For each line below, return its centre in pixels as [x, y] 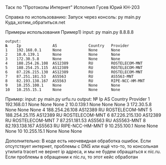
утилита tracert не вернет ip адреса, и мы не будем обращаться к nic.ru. [83, 151]
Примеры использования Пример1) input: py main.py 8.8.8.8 [70, 32]
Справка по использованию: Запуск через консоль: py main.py [73, 17]
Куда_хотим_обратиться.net [35, 22]
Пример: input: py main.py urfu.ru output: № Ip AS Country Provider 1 [77, 99]
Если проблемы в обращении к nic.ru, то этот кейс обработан [72, 157]
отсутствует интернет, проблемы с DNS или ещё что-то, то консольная [82, 146]
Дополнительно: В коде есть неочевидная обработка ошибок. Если [78, 141]
